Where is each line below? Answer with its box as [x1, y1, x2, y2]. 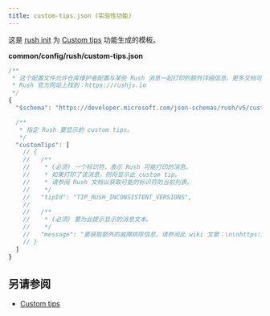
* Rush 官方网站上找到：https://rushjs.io [11, 81, 147, 89]
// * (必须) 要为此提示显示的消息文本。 [22, 215, 153, 224]
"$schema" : [15, 104, 52, 112]
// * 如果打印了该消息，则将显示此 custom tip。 [22, 170, 182, 179]
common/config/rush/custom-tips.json [8, 51, 143, 60]
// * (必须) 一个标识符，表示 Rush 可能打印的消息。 [22, 163, 192, 171]
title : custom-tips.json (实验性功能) [8, 11, 133, 20]
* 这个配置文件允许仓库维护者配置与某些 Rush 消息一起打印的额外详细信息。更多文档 [11, 74, 256, 82]
